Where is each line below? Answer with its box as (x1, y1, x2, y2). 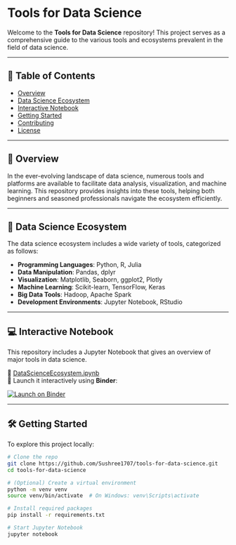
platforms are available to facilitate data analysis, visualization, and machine (7, 179, 227, 188)
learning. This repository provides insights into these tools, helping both (7, 186, 216, 195)
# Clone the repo (7, 454, 58, 461)
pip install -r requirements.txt (7, 511, 105, 519)
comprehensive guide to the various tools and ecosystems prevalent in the (7, 35, 223, 44)
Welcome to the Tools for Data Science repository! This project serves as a (7, 28, 226, 37)
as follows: (7, 247, 39, 256)
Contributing (17, 118, 54, 127)
